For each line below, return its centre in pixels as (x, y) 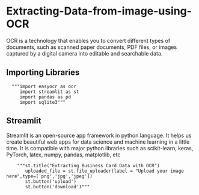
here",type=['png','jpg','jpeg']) (50, 176)
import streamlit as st (49, 92)
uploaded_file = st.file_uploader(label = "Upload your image (105, 171)
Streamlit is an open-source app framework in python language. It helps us (99, 135)
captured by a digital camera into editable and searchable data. (84, 53)
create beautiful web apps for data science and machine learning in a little (98, 142)
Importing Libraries (43, 73)
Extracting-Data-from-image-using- (99, 11)
